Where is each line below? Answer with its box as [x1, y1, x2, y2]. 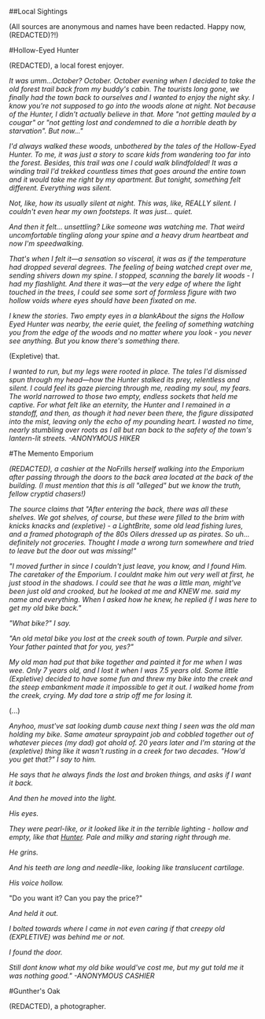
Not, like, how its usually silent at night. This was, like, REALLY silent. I [9, 198, 237, 208]
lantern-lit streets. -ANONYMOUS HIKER [9, 434, 140, 443]
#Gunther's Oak [9, 987, 61, 995]
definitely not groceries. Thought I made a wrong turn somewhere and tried [9, 538, 254, 547]
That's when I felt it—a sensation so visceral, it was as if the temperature [9, 254, 247, 263]
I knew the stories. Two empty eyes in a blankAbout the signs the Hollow [9, 311, 245, 320]
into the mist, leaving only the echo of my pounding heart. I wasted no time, [9, 417, 254, 426]
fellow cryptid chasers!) [9, 489, 86, 498]
